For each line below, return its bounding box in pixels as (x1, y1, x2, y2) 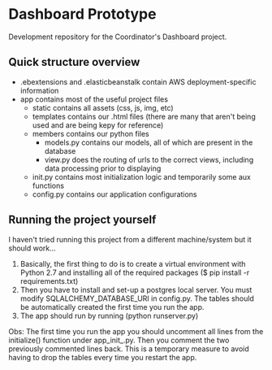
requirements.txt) (19, 276, 79, 285)
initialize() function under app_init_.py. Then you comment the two (8, 335, 230, 345)
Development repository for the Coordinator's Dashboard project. (8, 32, 227, 41)
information (19, 85, 59, 95)
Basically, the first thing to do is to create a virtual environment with (19, 259, 246, 268)
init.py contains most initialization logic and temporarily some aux (32, 172, 252, 181)
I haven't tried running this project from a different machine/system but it (8, 234, 252, 244)
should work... (8, 243, 57, 253)
